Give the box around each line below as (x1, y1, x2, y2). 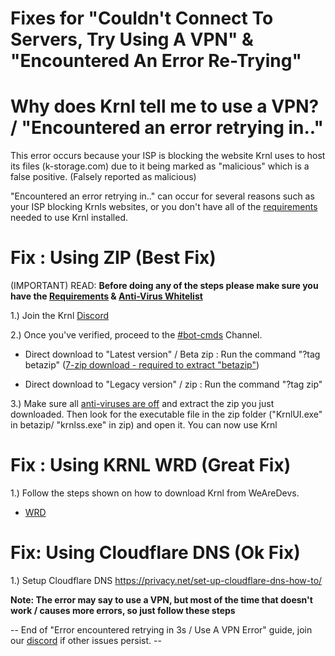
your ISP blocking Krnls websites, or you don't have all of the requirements (10, 201, 318, 213)
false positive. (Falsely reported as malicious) (10, 171, 197, 183)
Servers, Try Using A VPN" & (10, 28, 254, 51)
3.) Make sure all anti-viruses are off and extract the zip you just (10, 398, 275, 410)
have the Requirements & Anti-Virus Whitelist (10, 290, 203, 302)
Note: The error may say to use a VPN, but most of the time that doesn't (10, 593, 313, 606)
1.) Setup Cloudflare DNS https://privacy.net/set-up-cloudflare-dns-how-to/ (10, 574, 323, 586)
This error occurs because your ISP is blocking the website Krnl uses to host (10, 150, 326, 162)
